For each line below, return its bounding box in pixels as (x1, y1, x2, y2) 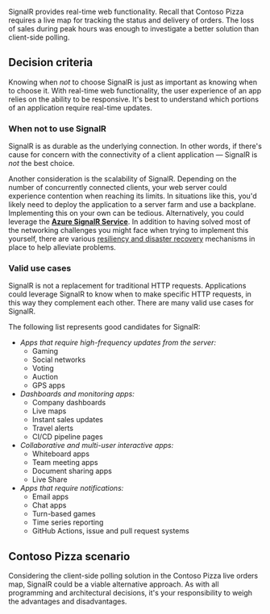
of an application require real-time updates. (8, 102, 153, 112)
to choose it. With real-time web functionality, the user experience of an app (8, 85, 262, 95)
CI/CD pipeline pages (31, 432, 103, 442)
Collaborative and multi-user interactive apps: (19, 441, 174, 450)
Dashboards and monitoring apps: (19, 389, 135, 399)
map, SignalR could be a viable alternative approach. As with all (8, 579, 219, 589)
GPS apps (31, 380, 66, 390)
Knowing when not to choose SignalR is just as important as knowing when (8, 77, 258, 87)
